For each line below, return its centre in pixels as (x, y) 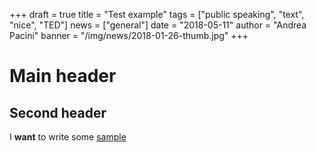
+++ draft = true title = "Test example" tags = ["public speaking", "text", (157, 14)
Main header (63, 76)
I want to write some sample (68, 137)
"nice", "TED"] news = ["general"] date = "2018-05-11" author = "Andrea (158, 25)
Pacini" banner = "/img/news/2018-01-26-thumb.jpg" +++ (129, 35)
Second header (58, 112)
